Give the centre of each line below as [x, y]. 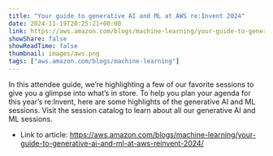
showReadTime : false [43, 46]
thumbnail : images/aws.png [54, 54]
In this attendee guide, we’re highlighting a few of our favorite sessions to [131, 84]
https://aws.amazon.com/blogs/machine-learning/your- [162, 134]
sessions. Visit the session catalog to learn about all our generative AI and [132, 110]
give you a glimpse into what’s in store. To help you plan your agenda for [130, 93]
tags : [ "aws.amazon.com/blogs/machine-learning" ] [94, 62]
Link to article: [44, 134]
